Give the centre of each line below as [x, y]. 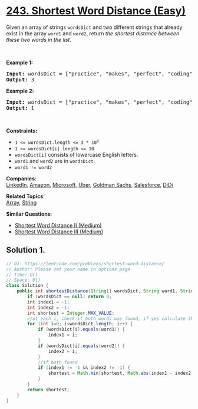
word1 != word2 [33, 167]
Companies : [21, 179]
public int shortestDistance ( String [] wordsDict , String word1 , [97, 291]
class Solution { [27, 286]
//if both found [57, 362]
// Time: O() [22, 275]
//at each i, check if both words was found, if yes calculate [106, 319]
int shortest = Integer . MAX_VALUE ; [71, 313]
